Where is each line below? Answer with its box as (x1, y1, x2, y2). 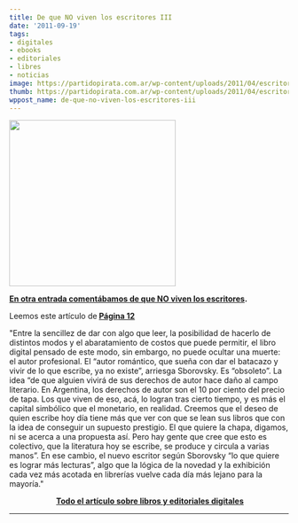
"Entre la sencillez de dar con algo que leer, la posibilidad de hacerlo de (9, 328, 271, 339)
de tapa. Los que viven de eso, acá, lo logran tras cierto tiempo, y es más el (9, 394, 286, 404)
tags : (9, 29, 29, 38)
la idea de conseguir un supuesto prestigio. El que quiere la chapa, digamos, (9, 422, 289, 433)
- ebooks (9, 46, 42, 55)
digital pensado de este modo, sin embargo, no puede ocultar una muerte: (9, 347, 281, 357)
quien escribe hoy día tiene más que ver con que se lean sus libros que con (9, 413, 286, 424)
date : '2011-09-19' (9, 21, 82, 30)
